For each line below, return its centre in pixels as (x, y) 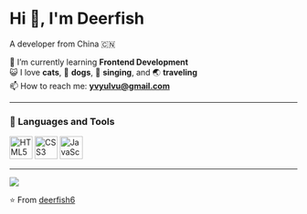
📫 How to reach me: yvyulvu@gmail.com (90, 86)
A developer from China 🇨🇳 (63, 44)
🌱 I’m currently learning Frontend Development (99, 62)
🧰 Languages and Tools (62, 121)
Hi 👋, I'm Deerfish (77, 19)
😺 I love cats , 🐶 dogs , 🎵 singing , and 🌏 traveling (104, 72)
